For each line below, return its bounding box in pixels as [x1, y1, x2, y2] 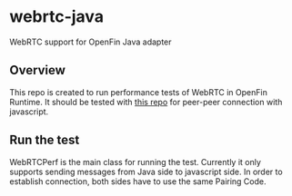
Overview [9, 63, 66, 78]
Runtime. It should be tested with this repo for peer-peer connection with [9, 96, 283, 107]
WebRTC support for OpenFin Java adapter [9, 36, 172, 47]
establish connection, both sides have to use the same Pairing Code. [9, 175, 267, 187]
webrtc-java [9, 6, 105, 27]
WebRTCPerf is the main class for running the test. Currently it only [9, 156, 262, 167]
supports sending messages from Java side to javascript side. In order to [9, 166, 284, 177]
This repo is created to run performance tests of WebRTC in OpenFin [9, 86, 268, 97]
